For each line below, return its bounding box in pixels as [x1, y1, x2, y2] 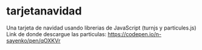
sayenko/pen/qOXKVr [6, 37, 61, 44]
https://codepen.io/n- [107, 30, 162, 37]
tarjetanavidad [6, 4, 82, 18]
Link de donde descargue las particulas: [6, 30, 107, 37]
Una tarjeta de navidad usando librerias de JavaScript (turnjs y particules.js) [6, 24, 197, 31]
